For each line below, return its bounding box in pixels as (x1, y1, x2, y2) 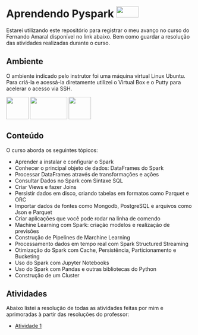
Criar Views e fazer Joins (14, 183, 77, 190)
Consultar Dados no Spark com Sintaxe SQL (14, 177, 123, 184)
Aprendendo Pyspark (6, 7, 114, 21)
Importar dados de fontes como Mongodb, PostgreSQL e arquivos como (14, 202, 192, 209)
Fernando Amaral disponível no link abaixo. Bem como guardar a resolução (6, 33, 190, 40)
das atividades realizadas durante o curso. (6, 39, 111, 46)
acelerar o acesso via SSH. (6, 85, 73, 92)
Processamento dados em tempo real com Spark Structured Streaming (14, 240, 189, 247)
